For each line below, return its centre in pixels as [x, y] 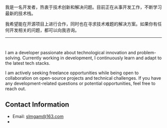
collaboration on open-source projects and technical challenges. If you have [83, 78]
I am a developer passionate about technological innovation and [71, 53]
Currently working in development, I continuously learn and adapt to [92, 58]
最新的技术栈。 [20, 13]
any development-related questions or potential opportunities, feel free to [80, 84]
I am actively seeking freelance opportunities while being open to [72, 73]
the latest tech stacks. [28, 63]
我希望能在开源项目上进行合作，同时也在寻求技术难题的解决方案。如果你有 [81, 24]
